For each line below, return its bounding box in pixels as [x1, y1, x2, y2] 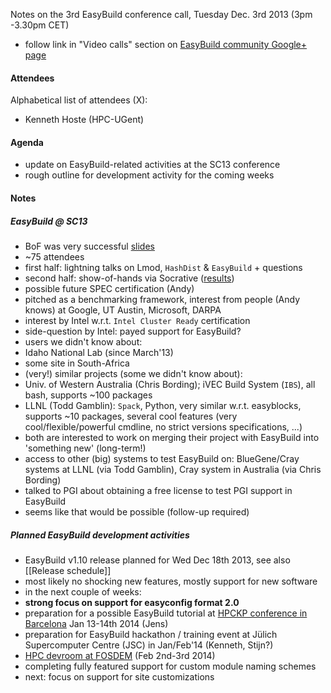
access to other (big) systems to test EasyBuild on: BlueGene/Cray [24, 452, 300, 464]
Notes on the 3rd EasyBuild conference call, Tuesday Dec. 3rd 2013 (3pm [10, 9, 313, 20]
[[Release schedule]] [24, 564, 112, 576]
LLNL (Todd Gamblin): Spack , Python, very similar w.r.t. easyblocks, [24, 399, 302, 411]
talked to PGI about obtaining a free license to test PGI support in [24, 484, 293, 496]
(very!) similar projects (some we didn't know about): [24, 367, 243, 379]
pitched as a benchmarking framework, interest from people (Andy [24, 293, 301, 305]
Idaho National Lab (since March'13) [24, 346, 174, 358]
